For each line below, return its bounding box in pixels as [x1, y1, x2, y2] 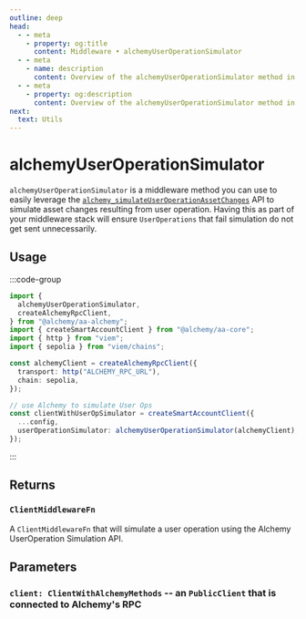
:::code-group [9, 273, 62, 284]
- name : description [25, 65, 104, 74]
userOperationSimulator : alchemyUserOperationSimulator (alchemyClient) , [17, 426, 300, 436]
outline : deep [9, 13, 64, 23]
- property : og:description [25, 89, 132, 98]
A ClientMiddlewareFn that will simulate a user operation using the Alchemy [9, 523, 291, 534]
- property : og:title [25, 38, 107, 48]
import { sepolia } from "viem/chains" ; [9, 343, 166, 352]
